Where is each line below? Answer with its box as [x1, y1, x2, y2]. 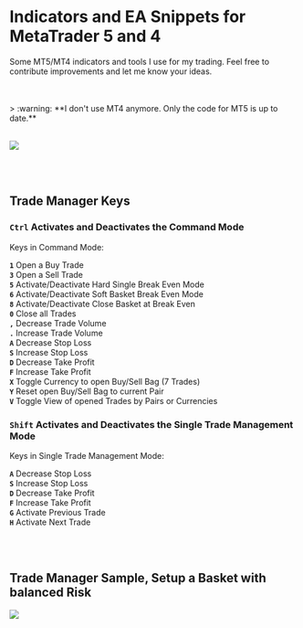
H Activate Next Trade [9, 516, 91, 527]
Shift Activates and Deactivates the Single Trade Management [9, 418, 294, 431]
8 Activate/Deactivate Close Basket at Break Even [9, 298, 196, 309]
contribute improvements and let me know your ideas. [9, 66, 213, 77]
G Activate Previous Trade [9, 506, 107, 517]
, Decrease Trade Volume [9, 317, 107, 328]
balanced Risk [9, 585, 92, 601]
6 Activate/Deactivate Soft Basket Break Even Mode [9, 288, 204, 299]
